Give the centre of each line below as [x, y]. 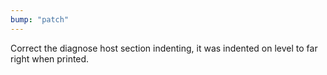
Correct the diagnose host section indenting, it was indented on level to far [164, 48]
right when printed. [50, 58]
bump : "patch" [40, 19]
